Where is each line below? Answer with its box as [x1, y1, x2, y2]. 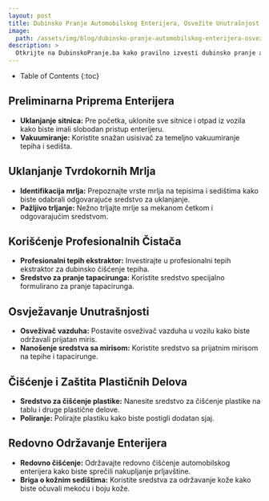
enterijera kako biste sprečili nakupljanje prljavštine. [19, 466, 191, 476]
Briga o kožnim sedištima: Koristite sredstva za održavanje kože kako [19, 475, 251, 484]
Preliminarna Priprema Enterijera [8, 94, 175, 108]
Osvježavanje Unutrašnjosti [8, 304, 150, 318]
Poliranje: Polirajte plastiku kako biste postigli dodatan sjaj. [19, 413, 215, 423]
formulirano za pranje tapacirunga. [19, 282, 134, 291]
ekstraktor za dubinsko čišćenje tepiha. [19, 264, 150, 274]
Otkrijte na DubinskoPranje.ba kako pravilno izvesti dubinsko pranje [15, 49, 256, 57]
